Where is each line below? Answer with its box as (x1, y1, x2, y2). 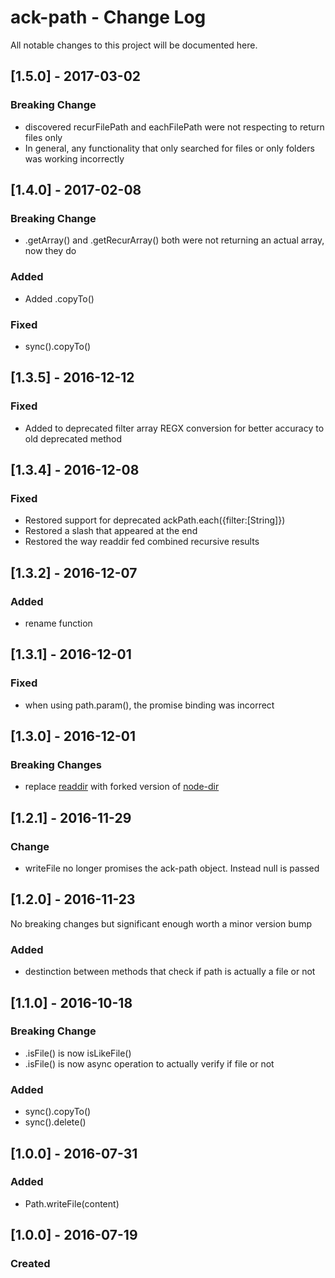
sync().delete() (24, 1116, 87, 1128)
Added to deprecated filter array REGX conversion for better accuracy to (24, 422, 325, 434)
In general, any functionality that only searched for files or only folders (24, 142, 315, 154)
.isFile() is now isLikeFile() (24, 1047, 132, 1059)
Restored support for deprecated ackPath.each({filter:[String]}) (24, 514, 286, 526)
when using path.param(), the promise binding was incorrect (24, 699, 275, 711)
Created (10, 1257, 51, 1271)
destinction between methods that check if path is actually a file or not (24, 966, 316, 978)
